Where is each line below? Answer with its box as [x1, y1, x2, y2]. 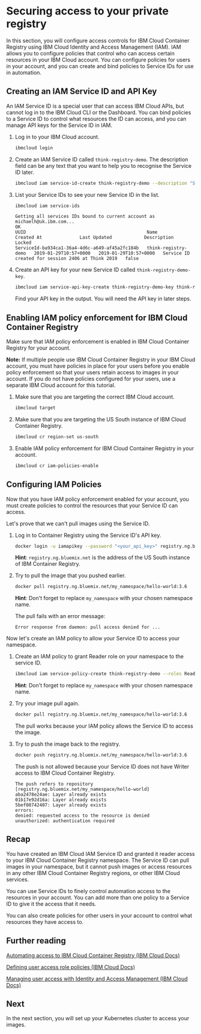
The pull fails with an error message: [14, 613, 106, 620]
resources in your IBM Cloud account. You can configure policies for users [6, 56, 191, 63]
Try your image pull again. [14, 700, 80, 707]
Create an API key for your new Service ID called [14, 266, 136, 273]
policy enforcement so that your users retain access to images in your [6, 369, 179, 376]
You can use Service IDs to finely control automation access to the [6, 887, 171, 894]
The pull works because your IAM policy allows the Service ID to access [14, 722, 194, 729]
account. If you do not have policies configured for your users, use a [6, 375, 176, 383]
